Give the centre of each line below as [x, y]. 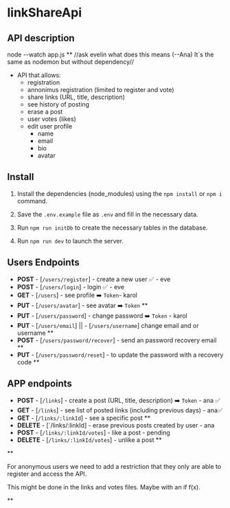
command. [32, 201]
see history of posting [58, 104]
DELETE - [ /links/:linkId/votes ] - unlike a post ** [90, 440]
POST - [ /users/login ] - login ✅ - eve [71, 287]
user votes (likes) [52, 119]
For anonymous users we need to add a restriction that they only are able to [114, 467]
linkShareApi [45, 13]
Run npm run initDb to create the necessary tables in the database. [112, 228]
